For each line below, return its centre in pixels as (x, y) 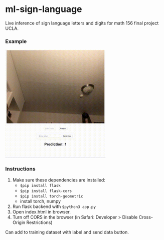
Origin (19, 222)
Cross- (146, 217)
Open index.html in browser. (42, 211)
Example (16, 41)
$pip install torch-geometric (52, 196)
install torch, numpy (40, 201)
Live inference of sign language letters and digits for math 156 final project (82, 23)
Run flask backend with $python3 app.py (54, 206)
